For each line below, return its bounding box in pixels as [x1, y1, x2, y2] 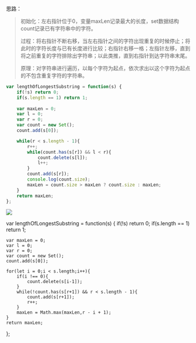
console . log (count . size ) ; [27, 177, 91, 182]
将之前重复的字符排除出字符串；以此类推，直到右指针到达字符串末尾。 [20, 52, 191, 59]
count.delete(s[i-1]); [27, 279, 83, 285]
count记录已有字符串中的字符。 [20, 25, 97, 32]
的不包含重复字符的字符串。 [20, 72, 88, 79]
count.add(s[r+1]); [27, 294, 75, 300]
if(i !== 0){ [16, 274, 49, 279]
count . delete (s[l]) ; [37, 155, 88, 161]
